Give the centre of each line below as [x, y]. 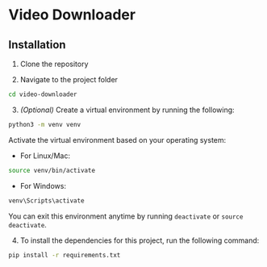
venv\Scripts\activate [46, 200]
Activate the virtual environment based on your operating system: [117, 140]
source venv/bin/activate [52, 170]
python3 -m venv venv [45, 124]
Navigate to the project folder [69, 79]
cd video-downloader [43, 94]
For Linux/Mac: [45, 156]
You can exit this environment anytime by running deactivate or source [126, 216]
